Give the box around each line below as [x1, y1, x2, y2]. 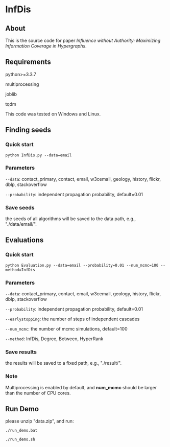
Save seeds [5, 204, 35, 211]
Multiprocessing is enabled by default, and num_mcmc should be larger [5, 384, 157, 390]
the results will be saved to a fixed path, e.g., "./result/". [5, 360, 122, 366]
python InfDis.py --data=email [5, 152, 72, 158]
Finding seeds [5, 126, 52, 134]
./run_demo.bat [5, 428, 38, 433]
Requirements [5, 58, 51, 66]
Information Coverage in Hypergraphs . [5, 43, 87, 49]
